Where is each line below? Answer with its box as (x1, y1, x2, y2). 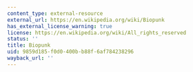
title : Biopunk (7, 42, 51, 49)
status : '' (7, 36, 39, 43)
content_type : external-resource (7, 10, 103, 17)
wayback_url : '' (7, 55, 54, 62)
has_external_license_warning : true (7, 23, 112, 29)
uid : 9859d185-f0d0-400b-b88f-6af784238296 (7, 49, 134, 56)
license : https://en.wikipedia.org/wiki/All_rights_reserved (7, 29, 187, 36)
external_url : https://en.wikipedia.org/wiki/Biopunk (7, 16, 165, 23)
